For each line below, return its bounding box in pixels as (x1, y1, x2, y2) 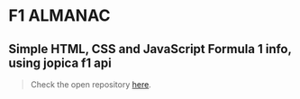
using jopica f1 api (8, 55, 112, 70)
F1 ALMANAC (8, 5, 111, 26)
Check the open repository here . (30, 79, 152, 90)
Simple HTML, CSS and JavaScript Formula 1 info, (8, 41, 292, 57)
